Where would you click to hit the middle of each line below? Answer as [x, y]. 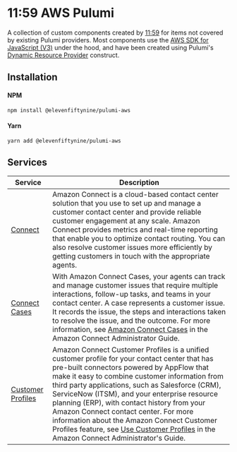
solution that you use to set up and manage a [127, 203]
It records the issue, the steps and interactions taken [139, 311]
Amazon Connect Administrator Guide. [116, 338]
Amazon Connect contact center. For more [123, 411]
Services [28, 163]
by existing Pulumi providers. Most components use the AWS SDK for [108, 40]
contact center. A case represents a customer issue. [139, 303]
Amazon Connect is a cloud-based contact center [135, 194]
